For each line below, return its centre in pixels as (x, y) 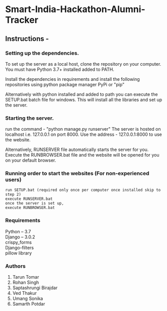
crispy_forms (18, 242)
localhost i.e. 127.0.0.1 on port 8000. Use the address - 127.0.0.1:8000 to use (83, 134)
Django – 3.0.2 (20, 237)
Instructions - (27, 39)
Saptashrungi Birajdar (35, 288)
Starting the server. (30, 118)
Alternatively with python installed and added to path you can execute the (82, 94)
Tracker (22, 20)
